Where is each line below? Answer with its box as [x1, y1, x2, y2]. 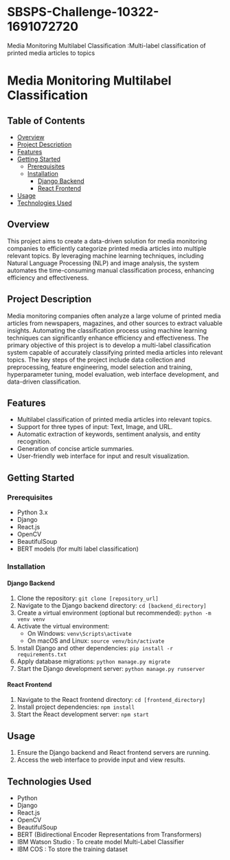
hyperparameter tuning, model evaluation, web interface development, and [7, 370, 219, 378]
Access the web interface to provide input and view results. [16, 756, 185, 764]
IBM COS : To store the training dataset [16, 845, 128, 853]
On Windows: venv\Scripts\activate [27, 630, 132, 638]
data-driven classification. [7, 377, 81, 386]
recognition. [16, 437, 51, 445]
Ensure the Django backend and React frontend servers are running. [16, 749, 211, 757]
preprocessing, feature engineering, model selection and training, [7, 362, 193, 371]
